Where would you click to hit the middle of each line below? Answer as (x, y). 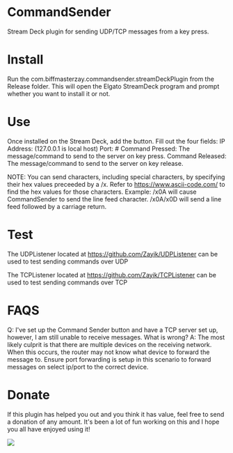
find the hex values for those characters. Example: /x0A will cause (102, 192)
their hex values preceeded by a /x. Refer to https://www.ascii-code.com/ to (116, 184)
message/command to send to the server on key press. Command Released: (117, 156)
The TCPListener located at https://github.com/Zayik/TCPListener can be (112, 275)
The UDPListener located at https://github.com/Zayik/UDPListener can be (112, 254)
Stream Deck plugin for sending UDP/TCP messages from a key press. (108, 31)
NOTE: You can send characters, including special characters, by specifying (116, 177)
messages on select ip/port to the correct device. (78, 367)
